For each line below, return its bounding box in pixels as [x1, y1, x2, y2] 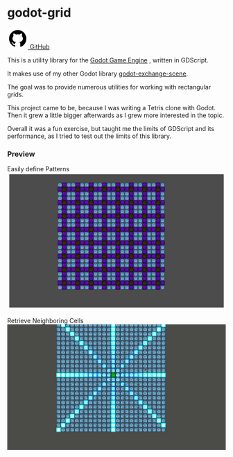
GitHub [29, 42, 50, 51]
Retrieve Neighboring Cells [7, 317, 85, 325]
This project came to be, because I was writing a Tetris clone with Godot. [7, 103, 216, 112]
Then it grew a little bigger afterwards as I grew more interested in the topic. [7, 111, 225, 119]
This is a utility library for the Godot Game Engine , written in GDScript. [7, 55, 209, 64]
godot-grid [7, 5, 71, 21]
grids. [7, 90, 24, 98]
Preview [7, 149, 35, 159]
